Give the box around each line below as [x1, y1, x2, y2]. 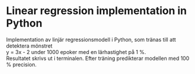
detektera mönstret [6, 42, 53, 49]
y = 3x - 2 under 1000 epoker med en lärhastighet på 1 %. [6, 48, 146, 55]
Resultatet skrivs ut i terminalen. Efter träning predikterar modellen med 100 [6, 55, 190, 62]
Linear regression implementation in [6, 4, 187, 18]
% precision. [6, 60, 37, 68]
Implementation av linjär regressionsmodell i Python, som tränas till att [6, 36, 176, 43]
